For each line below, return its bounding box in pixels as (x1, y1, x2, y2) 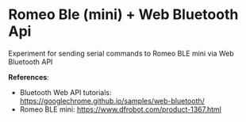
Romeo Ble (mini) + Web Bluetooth (8, 6, 239, 24)
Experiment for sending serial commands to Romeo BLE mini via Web (8, 48, 234, 58)
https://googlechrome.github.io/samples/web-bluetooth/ (19, 96, 205, 105)
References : (8, 72, 49, 82)
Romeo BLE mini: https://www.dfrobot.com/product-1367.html (19, 105, 222, 114)
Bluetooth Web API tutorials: (19, 87, 113, 97)
